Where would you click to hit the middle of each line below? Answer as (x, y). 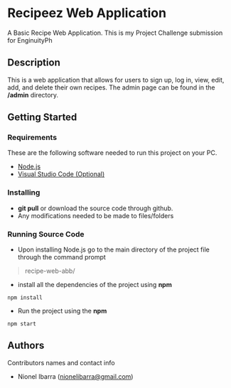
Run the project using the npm (62, 311)
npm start (22, 324)
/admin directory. (33, 95)
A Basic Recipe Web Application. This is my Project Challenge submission (115, 33)
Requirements (32, 138)
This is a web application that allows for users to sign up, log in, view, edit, (116, 80)
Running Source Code (46, 234)
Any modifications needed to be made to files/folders (96, 215)
